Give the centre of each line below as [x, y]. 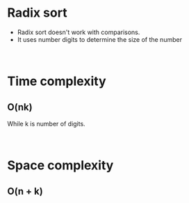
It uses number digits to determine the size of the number [100, 39]
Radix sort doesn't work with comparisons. [79, 32]
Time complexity [57, 81]
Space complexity [60, 166]
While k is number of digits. [46, 123]
